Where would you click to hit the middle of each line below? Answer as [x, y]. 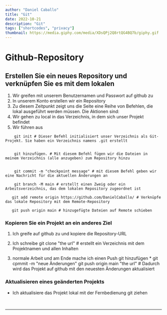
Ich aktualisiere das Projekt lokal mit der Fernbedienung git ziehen [80, 293]
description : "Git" [25, 24]
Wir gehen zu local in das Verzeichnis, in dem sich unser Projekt [78, 117]
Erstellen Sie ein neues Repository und [66, 76]
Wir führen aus [28, 127]
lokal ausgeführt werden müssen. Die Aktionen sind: [66, 111]
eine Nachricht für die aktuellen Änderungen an [56, 176]
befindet [21, 122]
